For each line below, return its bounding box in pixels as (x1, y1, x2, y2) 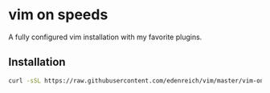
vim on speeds (8, 6, 108, 24)
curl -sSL (8, 76, 42, 85)
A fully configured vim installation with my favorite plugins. (8, 32, 202, 42)
